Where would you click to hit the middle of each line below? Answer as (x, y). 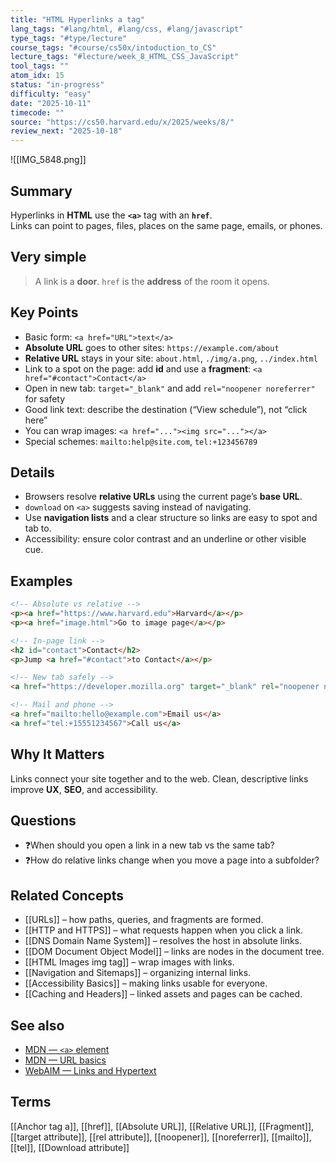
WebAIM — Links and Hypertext (90, 1071)
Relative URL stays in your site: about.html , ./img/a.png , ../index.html (171, 358)
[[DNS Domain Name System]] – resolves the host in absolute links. (163, 941)
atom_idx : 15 (37, 76)
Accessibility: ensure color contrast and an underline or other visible (165, 539)
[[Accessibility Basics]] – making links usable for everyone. (146, 983)
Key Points (44, 312)
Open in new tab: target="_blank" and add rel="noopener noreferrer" (170, 388)
